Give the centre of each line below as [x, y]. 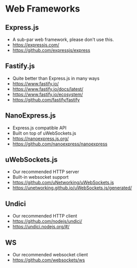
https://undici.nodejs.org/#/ [41, 227]
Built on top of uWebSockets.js [44, 133]
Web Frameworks [43, 9]
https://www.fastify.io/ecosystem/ [48, 94]
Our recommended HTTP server [46, 172]
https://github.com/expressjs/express [51, 50]
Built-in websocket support [40, 177]
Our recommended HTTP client [45, 216]
